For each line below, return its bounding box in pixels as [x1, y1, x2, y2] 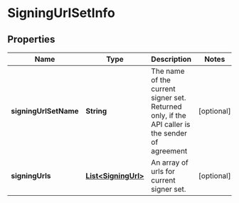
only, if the [151, 111, 186, 120]
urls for [151, 167, 176, 176]
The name [151, 66, 185, 76]
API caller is [151, 119, 191, 129]
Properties [7, 33, 55, 45]
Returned [151, 101, 183, 111]
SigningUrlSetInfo [7, 5, 116, 21]
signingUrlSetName [11, 106, 80, 116]
